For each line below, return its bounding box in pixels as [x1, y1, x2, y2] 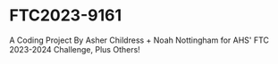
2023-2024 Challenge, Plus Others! [9, 44, 140, 54]
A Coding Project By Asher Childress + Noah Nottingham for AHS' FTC [9, 35, 270, 45]
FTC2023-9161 [9, 5, 122, 26]
